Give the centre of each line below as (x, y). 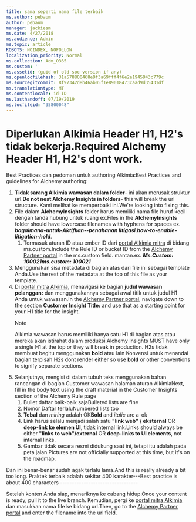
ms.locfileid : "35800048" (38, 105)
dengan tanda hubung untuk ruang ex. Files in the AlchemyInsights (96, 218)
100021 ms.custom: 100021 (57, 262)
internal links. (39, 440)
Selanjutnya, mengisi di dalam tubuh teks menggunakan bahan (90, 377)
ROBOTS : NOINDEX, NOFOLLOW (39, 50)
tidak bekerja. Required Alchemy (86, 146)
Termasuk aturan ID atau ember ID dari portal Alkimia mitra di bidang (106, 243)
